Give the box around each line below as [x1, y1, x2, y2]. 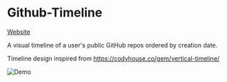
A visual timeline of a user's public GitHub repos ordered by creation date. [7, 41, 218, 49]
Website [7, 28, 31, 36]
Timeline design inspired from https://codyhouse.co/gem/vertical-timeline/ [7, 54, 220, 63]
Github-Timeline [7, 5, 103, 21]
